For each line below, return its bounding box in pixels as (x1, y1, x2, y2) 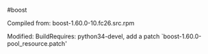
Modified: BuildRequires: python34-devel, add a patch (7, 32, 160, 40)
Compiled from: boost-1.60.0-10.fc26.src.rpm (7, 19, 135, 27)
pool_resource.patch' (7, 40, 67, 47)
